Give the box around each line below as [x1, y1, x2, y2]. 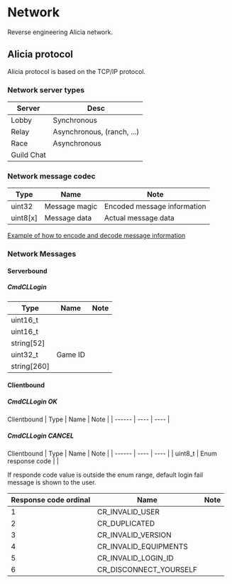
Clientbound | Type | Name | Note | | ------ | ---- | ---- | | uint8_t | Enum [7, 449, 218, 458]
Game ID [56, 350, 86, 359]
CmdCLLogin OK [7, 397, 58, 406]
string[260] [11, 361, 50, 371]
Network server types [7, 85, 85, 94]
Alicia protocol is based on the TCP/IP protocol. [7, 67, 146, 75]
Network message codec [7, 171, 96, 181]
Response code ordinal [11, 495, 91, 505]
